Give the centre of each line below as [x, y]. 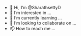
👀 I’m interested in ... [30, 13]
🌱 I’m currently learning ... [36, 18]
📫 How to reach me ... [32, 28]
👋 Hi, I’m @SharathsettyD [35, 8]
